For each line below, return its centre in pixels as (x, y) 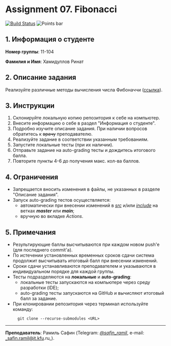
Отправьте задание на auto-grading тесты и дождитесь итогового (84, 150)
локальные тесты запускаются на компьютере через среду (85, 282)
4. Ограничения (32, 177)
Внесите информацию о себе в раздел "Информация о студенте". (84, 123)
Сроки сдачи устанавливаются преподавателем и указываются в (84, 266)
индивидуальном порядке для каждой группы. (63, 271)
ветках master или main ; (47, 211)
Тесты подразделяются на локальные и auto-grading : (72, 277)
